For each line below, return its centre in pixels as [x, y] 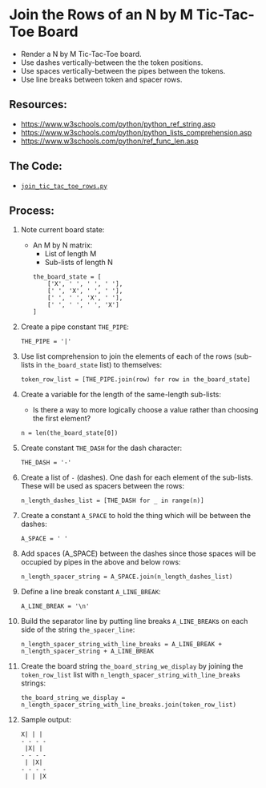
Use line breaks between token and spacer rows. [101, 79]
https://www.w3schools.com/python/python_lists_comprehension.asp [136, 132]
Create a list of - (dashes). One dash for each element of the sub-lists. [137, 477]
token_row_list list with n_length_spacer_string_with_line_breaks [131, 675]
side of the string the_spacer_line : [78, 629]
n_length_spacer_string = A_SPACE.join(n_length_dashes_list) [127, 577]
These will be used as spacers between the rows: [103, 486]
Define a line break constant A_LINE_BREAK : [91, 592]
